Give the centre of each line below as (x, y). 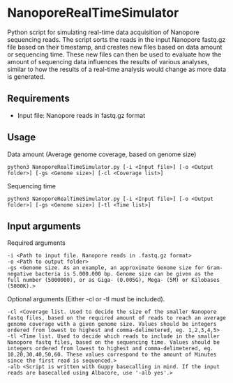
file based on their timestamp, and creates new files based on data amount (115, 47)
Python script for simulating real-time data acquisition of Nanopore (103, 32)
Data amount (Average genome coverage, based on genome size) (102, 154)
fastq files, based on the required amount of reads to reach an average (117, 318)
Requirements (38, 99)
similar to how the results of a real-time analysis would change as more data (117, 69)
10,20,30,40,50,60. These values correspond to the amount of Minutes (112, 355)
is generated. (26, 76)
